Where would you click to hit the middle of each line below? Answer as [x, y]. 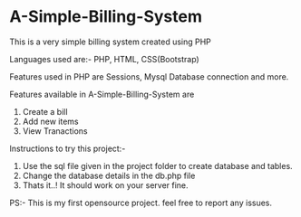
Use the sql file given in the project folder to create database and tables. [157, 165]
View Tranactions [55, 131]
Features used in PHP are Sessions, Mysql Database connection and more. [149, 76]
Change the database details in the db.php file [109, 175]
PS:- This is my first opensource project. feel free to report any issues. [141, 203]
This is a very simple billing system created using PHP [110, 42]
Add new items [50, 121]
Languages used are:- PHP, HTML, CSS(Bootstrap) [104, 59]
